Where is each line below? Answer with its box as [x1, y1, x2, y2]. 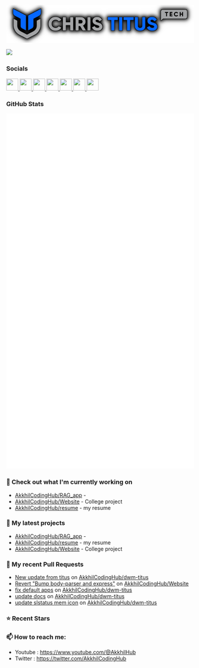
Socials [6, 64, 28, 73]
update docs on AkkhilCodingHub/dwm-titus [14, 593, 125, 600]
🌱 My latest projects [6, 519, 66, 527]
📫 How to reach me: [6, 633, 67, 641]
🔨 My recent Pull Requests [6, 560, 84, 568]
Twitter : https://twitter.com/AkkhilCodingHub [14, 655, 127, 662]
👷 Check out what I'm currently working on [6, 478, 133, 486]
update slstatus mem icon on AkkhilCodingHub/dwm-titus [14, 599, 157, 607]
